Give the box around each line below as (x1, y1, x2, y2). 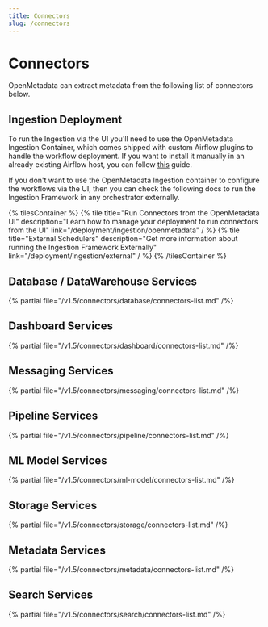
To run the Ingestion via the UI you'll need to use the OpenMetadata (8, 134, 234, 144)
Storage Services (8, 498, 98, 512)
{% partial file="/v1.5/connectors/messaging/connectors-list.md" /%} (8, 385, 240, 395)
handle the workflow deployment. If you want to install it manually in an (8, 151, 245, 161)
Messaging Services (8, 364, 115, 378)
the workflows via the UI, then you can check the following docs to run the (8, 184, 256, 194)
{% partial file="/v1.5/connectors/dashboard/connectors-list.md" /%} (8, 341, 239, 350)
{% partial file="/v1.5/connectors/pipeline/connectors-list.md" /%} (8, 430, 230, 440)
